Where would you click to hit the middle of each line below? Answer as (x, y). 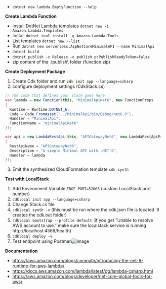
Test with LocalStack (27, 179)
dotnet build (26, 52)
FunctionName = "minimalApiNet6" (44, 123)
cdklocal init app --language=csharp (51, 200)
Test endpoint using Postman (42, 241)
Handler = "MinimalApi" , (35, 119)
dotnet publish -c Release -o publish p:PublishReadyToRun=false (81, 57)
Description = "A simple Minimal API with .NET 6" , (64, 150)
